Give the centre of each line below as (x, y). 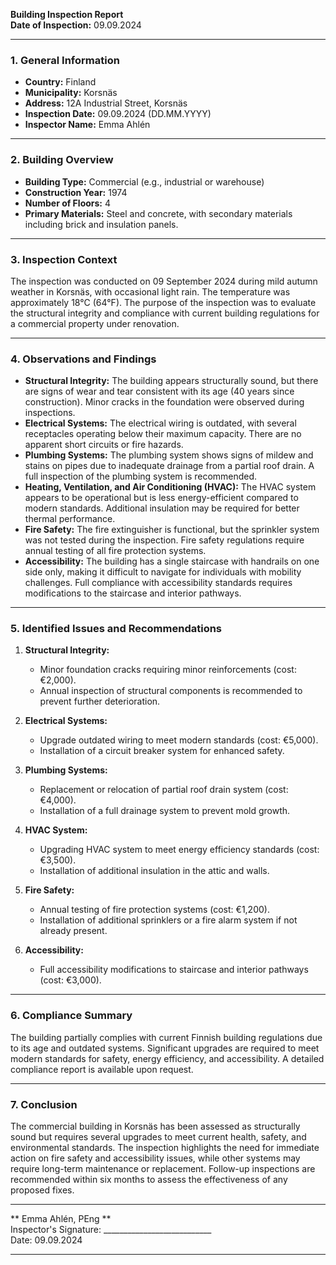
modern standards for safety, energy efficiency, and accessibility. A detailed (167, 1058)
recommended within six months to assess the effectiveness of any (149, 1180)
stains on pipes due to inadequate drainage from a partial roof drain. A (169, 466)
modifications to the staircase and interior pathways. (133, 593)
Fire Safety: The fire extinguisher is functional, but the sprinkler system (172, 530)
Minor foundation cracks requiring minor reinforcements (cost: (168, 670)
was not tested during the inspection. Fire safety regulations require (164, 540)
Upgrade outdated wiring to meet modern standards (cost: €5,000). (179, 740)
